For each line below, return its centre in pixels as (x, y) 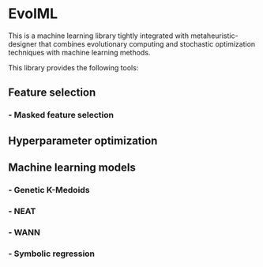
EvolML (33, 14)
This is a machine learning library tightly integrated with (99, 36)
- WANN (24, 232)
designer (23, 43)
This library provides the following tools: (73, 67)
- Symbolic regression (52, 254)
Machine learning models (72, 168)
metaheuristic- (214, 36)
